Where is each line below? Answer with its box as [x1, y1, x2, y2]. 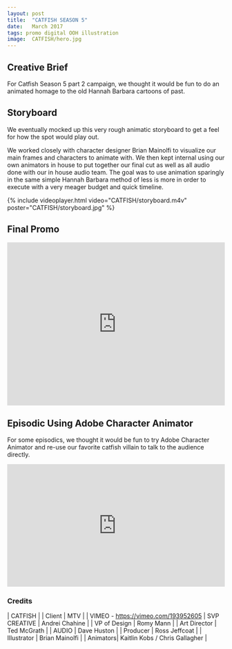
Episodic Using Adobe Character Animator [7, 417, 193, 429]
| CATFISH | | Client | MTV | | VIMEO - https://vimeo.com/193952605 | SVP [7, 612, 220, 620]
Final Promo [7, 224, 60, 235]
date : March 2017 [7, 23, 64, 30]
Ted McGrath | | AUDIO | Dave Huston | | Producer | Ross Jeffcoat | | [7, 626, 202, 635]
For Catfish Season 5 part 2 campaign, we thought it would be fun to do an [7, 79, 220, 88]
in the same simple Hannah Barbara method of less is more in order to [7, 175, 206, 184]
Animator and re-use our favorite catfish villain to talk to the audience [7, 443, 205, 452]
